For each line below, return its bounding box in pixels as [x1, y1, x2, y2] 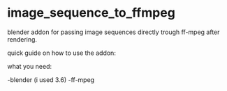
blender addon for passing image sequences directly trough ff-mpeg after [7, 28, 220, 36]
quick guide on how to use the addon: [7, 49, 117, 57]
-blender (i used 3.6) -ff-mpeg [7, 75, 95, 84]
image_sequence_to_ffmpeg [7, 5, 176, 21]
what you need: [7, 62, 52, 70]
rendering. [7, 35, 37, 43]
